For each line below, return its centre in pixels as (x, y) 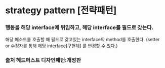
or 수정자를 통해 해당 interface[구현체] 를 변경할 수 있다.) (61, 46)
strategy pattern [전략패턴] (61, 10)
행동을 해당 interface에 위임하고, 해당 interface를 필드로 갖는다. (79, 27)
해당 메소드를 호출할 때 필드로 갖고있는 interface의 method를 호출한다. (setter (82, 40)
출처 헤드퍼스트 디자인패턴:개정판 (43, 60)
